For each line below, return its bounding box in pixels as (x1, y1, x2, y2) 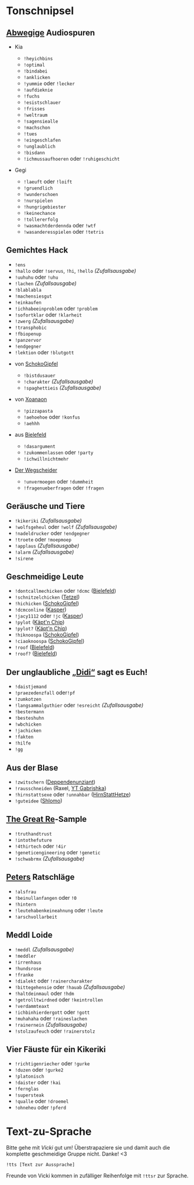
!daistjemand (14, 684, 47, 690)
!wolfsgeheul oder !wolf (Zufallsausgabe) (14, 523, 117, 530)
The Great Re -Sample (6, 814, 87, 824)
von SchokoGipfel (14, 360, 58, 367)
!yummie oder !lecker (23, 80, 75, 87)
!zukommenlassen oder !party (23, 449, 94, 456)
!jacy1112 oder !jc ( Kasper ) (14, 612, 84, 619)
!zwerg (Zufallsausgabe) (14, 317, 74, 324)
